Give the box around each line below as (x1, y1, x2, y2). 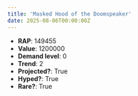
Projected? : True (17, 67, 68, 75)
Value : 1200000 (17, 44, 65, 53)
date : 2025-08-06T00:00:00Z (7, 17, 91, 24)
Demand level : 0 (17, 51, 67, 60)
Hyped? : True (17, 74, 59, 82)
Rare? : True (17, 82, 53, 90)
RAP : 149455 (17, 36, 57, 45)
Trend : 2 (17, 59, 44, 68)
